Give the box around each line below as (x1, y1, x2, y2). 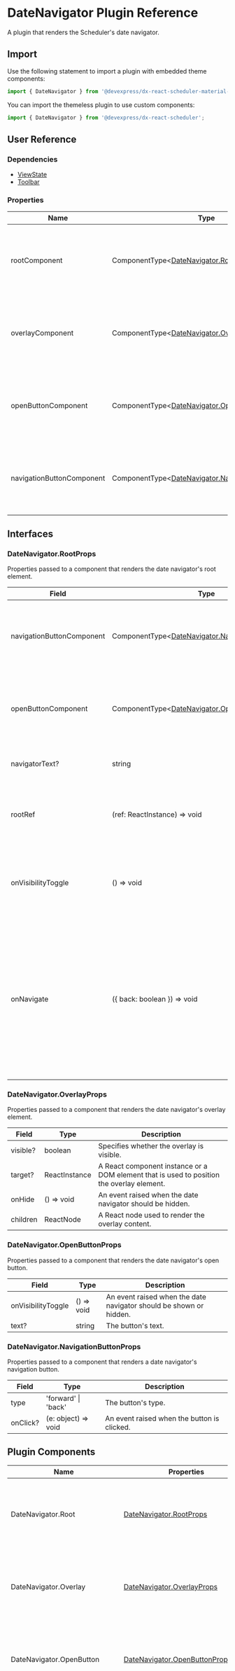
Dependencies (7, 154, 58, 164)
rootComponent (10, 255, 63, 265)
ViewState (17, 170, 48, 179)
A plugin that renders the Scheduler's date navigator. (7, 28, 159, 36)
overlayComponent (10, 328, 74, 338)
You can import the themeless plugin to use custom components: (7, 100, 195, 109)
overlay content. (98, 1219, 152, 1229)
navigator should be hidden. (98, 1199, 190, 1208)
